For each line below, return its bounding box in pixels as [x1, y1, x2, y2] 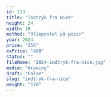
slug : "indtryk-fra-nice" [6, 76, 71, 82]
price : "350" [6, 43, 39, 49]
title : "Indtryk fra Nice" [6, 14, 74, 20]
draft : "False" [6, 70, 44, 77]
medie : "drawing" [6, 64, 50, 71]
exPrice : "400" [6, 48, 44, 54]
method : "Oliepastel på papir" [6, 31, 85, 37]
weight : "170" [6, 82, 42, 88]
